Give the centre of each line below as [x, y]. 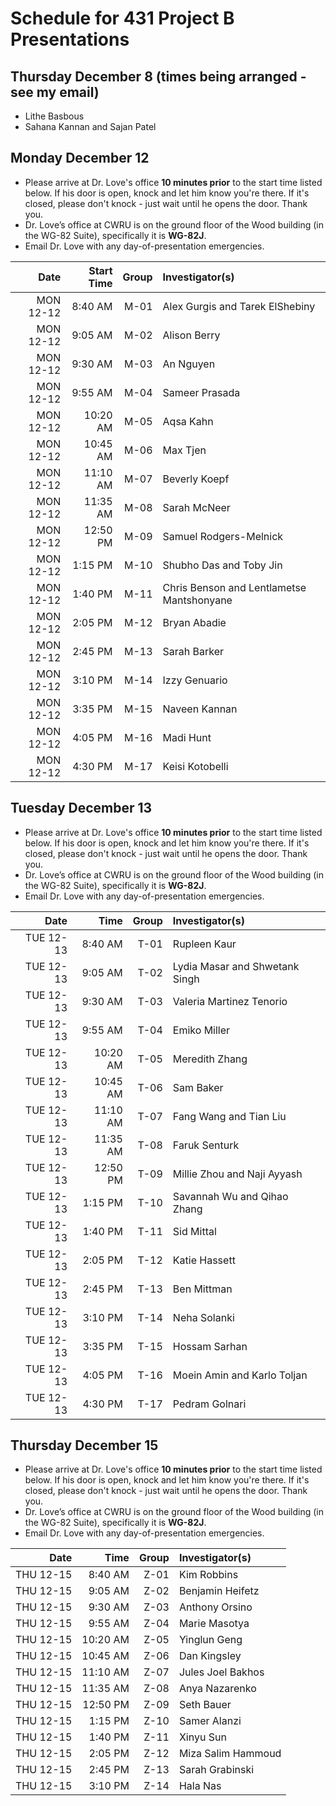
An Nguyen [189, 364]
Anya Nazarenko [217, 1689]
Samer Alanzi [210, 1721]
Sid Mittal [194, 1231]
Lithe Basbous [54, 116]
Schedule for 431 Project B [122, 18]
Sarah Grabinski [216, 1770]
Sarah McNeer [196, 507]
